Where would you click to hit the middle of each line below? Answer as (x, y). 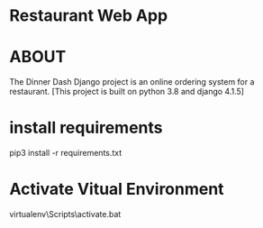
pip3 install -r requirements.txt (66, 153)
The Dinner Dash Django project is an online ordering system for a (132, 82)
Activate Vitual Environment (117, 189)
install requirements (86, 128)
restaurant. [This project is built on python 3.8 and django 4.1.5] (127, 92)
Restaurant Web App (89, 16)
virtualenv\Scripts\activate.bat (65, 214)
